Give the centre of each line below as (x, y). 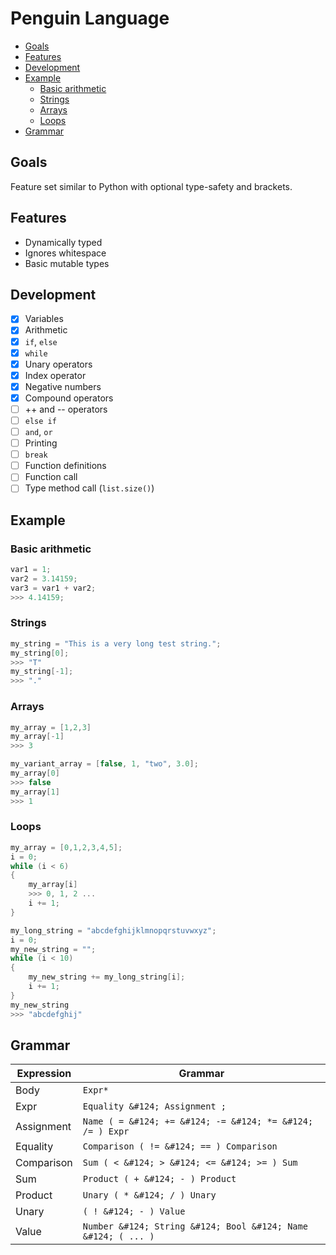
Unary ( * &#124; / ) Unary (149, 1195)
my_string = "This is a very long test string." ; (116, 643)
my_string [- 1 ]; (42, 672)
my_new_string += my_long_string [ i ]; (107, 977)
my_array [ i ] (53, 885)
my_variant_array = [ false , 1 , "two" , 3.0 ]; (104, 764)
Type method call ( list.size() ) (89, 488)
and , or (38, 431)
